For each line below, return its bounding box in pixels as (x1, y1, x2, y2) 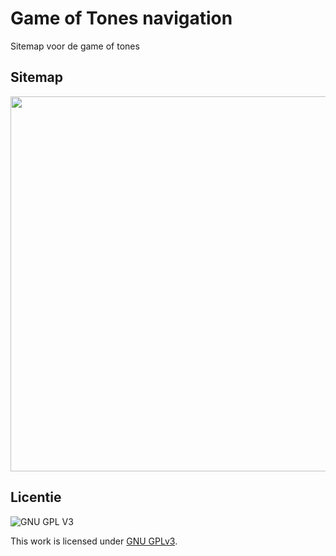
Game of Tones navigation (10, 7, 233, 30)
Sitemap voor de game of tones (10, 40, 140, 52)
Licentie (10, 489, 62, 506)
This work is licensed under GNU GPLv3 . (10, 535, 178, 547)
